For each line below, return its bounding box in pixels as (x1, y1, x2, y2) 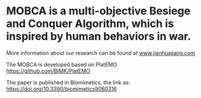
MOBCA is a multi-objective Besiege (6, 4, 191, 18)
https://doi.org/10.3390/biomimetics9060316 (6, 85, 117, 92)
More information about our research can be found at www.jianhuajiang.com (6, 49, 196, 56)
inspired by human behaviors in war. (6, 30, 191, 43)
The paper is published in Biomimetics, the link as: (6, 79, 131, 86)
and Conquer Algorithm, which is (6, 17, 174, 30)
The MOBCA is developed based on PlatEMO (6, 61, 118, 68)
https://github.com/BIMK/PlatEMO (6, 67, 91, 74)
